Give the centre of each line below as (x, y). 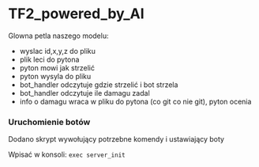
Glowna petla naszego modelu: (58, 36)
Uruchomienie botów (49, 122)
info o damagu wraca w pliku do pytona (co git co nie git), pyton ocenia (135, 101)
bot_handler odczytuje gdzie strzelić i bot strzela (99, 85)
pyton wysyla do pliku (55, 76)
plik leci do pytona (49, 59)
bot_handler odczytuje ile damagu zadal (84, 93)
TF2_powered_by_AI (76, 14)
